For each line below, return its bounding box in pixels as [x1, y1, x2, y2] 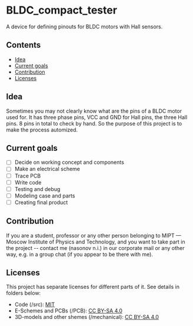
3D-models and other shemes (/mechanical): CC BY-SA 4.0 [14, 314, 159, 321]
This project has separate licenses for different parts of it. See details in [6, 284, 179, 291]
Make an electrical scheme [14, 166, 81, 173]
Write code [14, 179, 42, 186]
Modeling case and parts [14, 192, 75, 199]
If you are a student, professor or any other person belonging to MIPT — [6, 232, 181, 239]
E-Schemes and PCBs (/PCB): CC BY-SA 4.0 [14, 307, 122, 314]
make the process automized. [6, 126, 78, 133]
